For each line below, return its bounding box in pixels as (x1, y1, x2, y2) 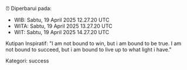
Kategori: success (5, 57, 49, 64)
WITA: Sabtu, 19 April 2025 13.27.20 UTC (13, 23, 113, 30)
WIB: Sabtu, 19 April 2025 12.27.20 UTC (13, 17, 110, 23)
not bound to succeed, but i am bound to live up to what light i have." (5, 46, 172, 53)
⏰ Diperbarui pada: (5, 5, 52, 12)
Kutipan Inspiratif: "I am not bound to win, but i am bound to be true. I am (5, 40, 182, 47)
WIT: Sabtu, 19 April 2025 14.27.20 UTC (13, 29, 110, 35)
